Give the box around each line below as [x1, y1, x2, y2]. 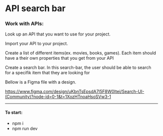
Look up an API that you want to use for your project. [5, 31, 111, 37]
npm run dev [12, 125, 38, 131]
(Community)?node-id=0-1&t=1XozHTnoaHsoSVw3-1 [5, 94, 112, 100]
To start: [5, 110, 23, 116]
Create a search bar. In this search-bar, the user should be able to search [5, 65, 151, 70]
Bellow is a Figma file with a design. [5, 79, 77, 85]
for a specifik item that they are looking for [5, 70, 90, 76]
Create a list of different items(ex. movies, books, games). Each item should [5, 50, 156, 56]
